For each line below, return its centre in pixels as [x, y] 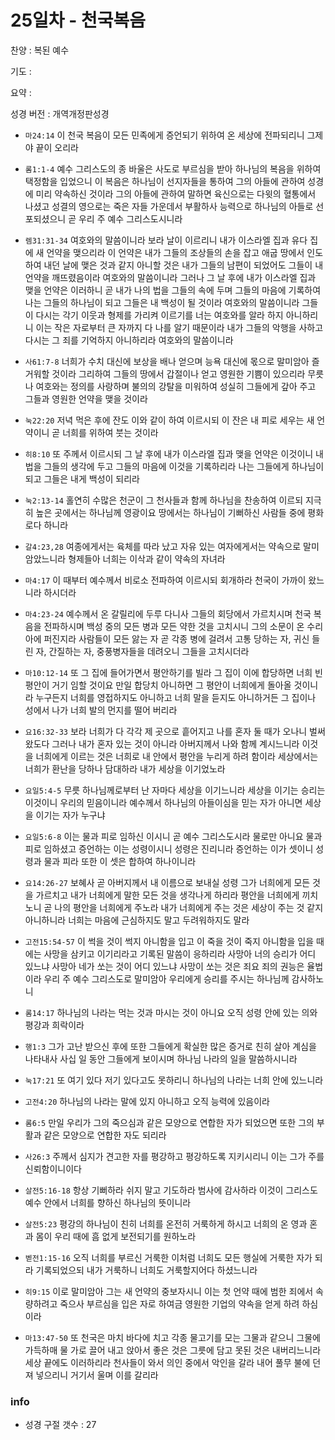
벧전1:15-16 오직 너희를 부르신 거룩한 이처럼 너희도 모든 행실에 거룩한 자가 [168, 1257]
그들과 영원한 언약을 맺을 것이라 [86, 398]
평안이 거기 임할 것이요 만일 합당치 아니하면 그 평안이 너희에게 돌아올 [158, 685]
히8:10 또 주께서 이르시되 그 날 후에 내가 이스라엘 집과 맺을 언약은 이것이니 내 [174, 453]
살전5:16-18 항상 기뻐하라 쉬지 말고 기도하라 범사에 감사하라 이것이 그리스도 [171, 1190]
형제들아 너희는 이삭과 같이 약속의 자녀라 [147, 558]
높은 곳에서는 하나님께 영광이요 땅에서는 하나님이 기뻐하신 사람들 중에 [170, 512]
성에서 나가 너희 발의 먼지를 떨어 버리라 [101, 710]
